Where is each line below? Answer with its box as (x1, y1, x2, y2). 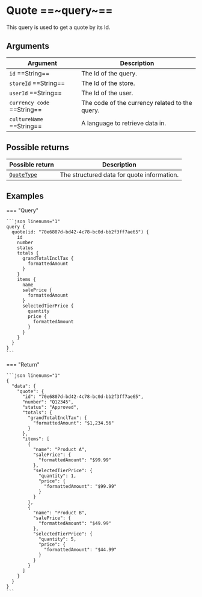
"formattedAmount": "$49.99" (38, 520, 112, 526)
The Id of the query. (81, 69, 137, 77)
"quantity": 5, (38, 536, 77, 543)
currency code (9, 99, 50, 106)
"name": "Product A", (32, 447, 87, 453)
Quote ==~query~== (6, 4, 113, 17)
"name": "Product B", (32, 510, 87, 516)
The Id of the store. (81, 79, 135, 87)
